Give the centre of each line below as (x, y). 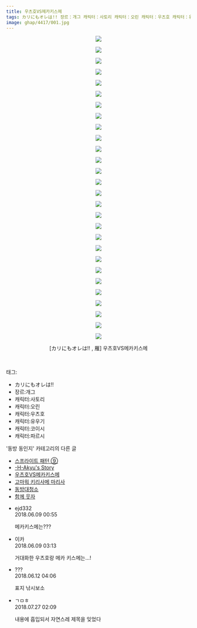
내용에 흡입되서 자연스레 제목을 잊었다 (58, 619)
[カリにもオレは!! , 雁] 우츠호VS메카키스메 (98, 348)
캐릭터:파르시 (30, 436)
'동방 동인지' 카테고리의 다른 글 (41, 449)
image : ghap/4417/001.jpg (38, 22)
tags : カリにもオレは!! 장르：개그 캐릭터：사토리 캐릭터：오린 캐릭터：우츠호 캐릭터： (98, 17)
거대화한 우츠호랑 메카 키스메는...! (53, 558)
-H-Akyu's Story (34, 468)
